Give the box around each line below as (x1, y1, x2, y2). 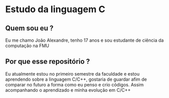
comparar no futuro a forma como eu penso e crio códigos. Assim (5, 81, 144, 87)
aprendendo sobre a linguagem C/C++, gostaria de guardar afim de (5, 76, 147, 82)
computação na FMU (5, 43, 49, 49)
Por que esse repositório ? (5, 57, 90, 66)
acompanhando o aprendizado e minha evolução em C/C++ (5, 87, 131, 93)
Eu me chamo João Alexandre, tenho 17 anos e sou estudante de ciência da (5, 37, 164, 43)
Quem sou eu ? (5, 24, 54, 32)
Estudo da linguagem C (5, 4, 105, 15)
